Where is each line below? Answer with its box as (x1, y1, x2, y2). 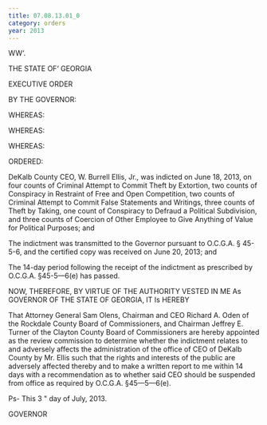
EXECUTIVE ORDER (8, 79, 73, 89)
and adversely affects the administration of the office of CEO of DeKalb (8, 344, 242, 354)
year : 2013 (8, 26, 45, 34)
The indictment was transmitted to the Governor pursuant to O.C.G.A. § (8, 239, 241, 248)
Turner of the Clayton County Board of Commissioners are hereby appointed (8, 328, 260, 337)
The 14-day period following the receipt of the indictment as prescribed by (8, 263, 253, 272)
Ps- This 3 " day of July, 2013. (8, 394, 108, 403)
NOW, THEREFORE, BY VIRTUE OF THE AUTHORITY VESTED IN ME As (8, 287, 241, 296)
